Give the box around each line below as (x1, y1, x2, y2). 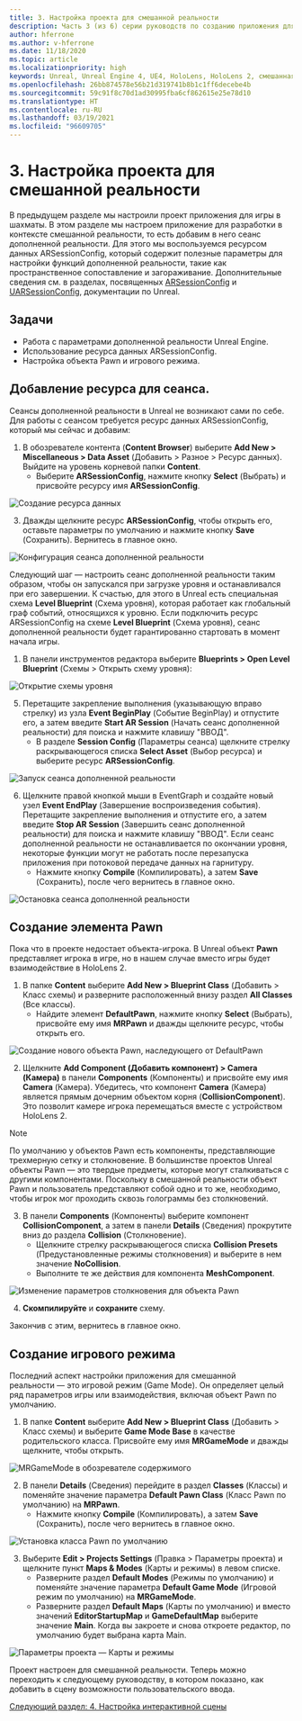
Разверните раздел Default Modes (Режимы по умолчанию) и (35, 1572, 274, 1583)
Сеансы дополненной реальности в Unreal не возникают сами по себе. (9, 405, 285, 416)
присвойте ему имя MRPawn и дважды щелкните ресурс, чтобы (35, 1018, 285, 1029)
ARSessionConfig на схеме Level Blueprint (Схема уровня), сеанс (9, 617, 261, 627)
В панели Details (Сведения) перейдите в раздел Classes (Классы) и (22, 1480, 288, 1491)
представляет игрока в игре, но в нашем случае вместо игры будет (9, 953, 271, 964)
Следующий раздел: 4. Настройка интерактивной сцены (9, 1701, 227, 1712)
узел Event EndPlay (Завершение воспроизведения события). (22, 799, 261, 810)
